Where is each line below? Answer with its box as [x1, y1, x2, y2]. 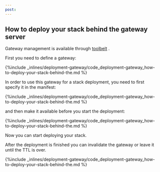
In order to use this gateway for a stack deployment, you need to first [5, 79, 144, 85]
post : [5, 7, 16, 12]
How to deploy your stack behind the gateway [5, 25, 148, 34]
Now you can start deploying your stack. [5, 133, 87, 138]
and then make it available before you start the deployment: [5, 108, 125, 115]
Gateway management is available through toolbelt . [5, 46, 110, 52]
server [5, 33, 26, 41]
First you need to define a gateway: [5, 55, 77, 61]
